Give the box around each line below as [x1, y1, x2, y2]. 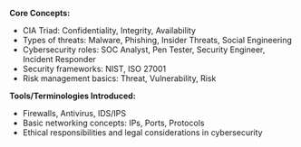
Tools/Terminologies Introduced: [9, 90, 136, 101]
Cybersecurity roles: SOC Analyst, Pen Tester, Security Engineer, [22, 44, 266, 55]
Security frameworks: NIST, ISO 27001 [22, 63, 167, 74]
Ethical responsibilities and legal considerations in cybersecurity [22, 127, 263, 138]
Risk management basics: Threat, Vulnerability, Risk [22, 73, 217, 84]
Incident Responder [22, 54, 97, 64]
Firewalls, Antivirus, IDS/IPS [22, 108, 127, 118]
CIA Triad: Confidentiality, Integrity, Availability [22, 25, 197, 35]
